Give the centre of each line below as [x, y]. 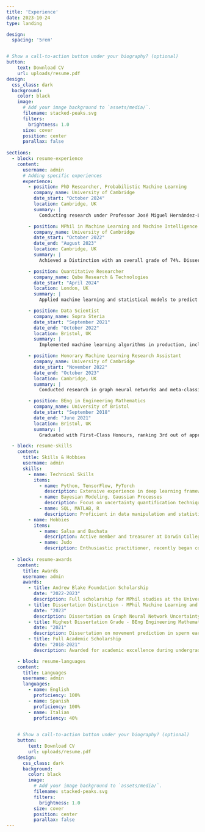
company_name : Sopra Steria [69, 316]
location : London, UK [61, 288]
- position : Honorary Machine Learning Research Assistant [105, 356]
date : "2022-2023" [57, 594]
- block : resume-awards [42, 559]
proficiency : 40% [56, 718]
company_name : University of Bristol [81, 407]
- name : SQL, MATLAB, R [69, 508]
